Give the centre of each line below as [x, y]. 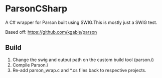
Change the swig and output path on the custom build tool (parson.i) [83, 60]
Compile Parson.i [30, 65]
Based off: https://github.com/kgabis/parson [51, 32]
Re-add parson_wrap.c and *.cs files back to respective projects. [79, 70]
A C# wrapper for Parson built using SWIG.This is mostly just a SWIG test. [81, 22]
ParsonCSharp [36, 9]
